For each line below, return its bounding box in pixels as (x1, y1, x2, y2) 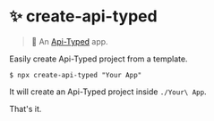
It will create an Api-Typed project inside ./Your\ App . (9, 86, 208, 97)
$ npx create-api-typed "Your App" (9, 70, 142, 79)
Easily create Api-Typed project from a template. (9, 53, 188, 64)
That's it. (9, 103, 42, 114)
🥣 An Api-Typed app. (30, 36, 109, 46)
